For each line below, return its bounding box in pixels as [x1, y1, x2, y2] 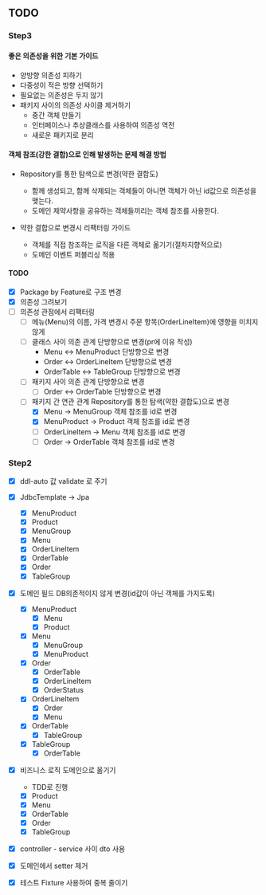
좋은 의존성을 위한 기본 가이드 [8, 51, 99, 61]
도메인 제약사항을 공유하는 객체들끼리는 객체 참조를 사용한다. [31, 206, 220, 215]
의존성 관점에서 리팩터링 [19, 307, 96, 317]
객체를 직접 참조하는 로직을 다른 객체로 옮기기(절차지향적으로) [31, 239, 223, 249]
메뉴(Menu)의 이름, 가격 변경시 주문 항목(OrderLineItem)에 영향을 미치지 [31, 317, 259, 327]
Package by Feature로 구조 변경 [19, 287, 122, 296]
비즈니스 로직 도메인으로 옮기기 [19, 765, 116, 775]
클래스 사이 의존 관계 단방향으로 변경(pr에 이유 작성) [31, 337, 193, 347]
